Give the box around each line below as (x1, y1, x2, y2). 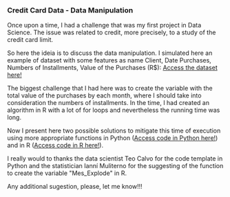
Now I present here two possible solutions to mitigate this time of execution (7, 126, 221, 135)
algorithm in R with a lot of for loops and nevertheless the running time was (7, 106, 220, 115)
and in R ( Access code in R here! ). (7, 141, 104, 150)
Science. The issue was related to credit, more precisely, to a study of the (7, 28, 216, 36)
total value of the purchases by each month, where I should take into (7, 91, 202, 100)
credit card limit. (7, 36, 54, 44)
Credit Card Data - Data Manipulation (7, 5, 134, 15)
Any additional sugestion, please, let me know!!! (7, 183, 143, 191)
